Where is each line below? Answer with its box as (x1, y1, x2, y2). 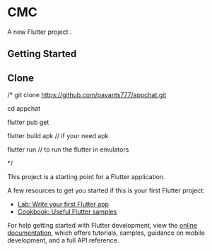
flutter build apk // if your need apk (7, 132, 109, 140)
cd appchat (7, 104, 41, 113)
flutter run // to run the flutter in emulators (7, 145, 129, 154)
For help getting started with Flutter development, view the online (7, 221, 198, 230)
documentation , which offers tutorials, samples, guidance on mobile (7, 228, 205, 237)
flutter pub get (7, 118, 49, 127)
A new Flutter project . (7, 27, 72, 36)
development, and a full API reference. (7, 236, 119, 245)
